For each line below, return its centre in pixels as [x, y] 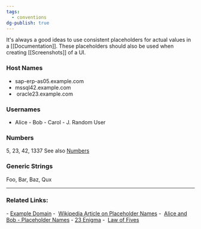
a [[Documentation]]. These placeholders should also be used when [90, 46]
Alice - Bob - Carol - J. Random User [60, 122]
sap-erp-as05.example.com [49, 81]
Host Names [25, 68]
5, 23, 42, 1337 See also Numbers [48, 151]
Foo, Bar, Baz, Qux [29, 179]
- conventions [29, 17]
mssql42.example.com [43, 87]
